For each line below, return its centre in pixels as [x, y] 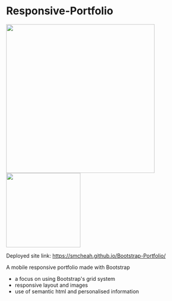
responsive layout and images [51, 285]
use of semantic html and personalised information [77, 291]
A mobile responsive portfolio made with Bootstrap [68, 267]
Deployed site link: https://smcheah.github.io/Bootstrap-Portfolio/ [86, 255]
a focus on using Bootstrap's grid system [65, 278]
